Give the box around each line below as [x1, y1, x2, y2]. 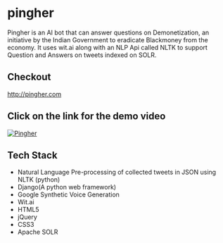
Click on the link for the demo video [7, 111, 166, 123]
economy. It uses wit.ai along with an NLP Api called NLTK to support [7, 43, 208, 51]
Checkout [7, 71, 51, 83]
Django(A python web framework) [17, 183, 117, 192]
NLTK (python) [17, 175, 60, 184]
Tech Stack [7, 149, 58, 161]
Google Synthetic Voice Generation [17, 190, 120, 199]
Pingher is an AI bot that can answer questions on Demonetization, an [7, 28, 210, 37]
